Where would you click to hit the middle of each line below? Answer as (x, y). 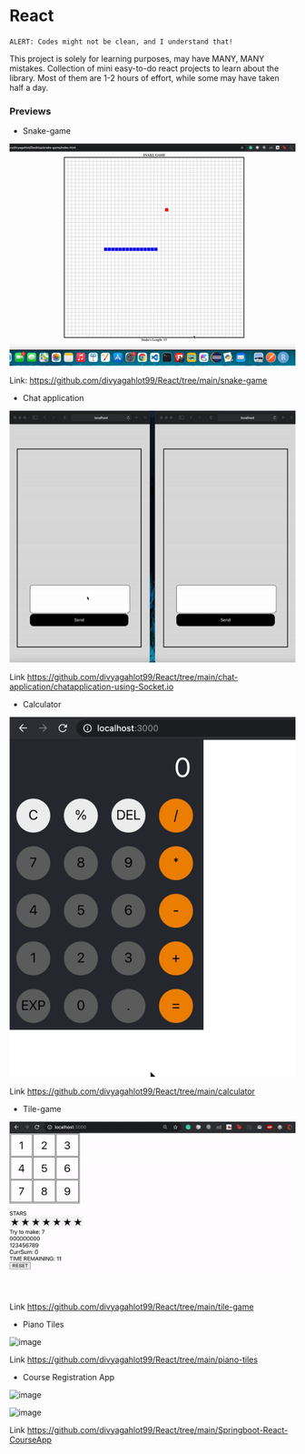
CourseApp (31, 1439)
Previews (30, 111)
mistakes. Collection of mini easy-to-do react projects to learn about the (144, 68)
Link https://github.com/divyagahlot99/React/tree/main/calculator (133, 1091)
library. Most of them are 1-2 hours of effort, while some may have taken (144, 77)
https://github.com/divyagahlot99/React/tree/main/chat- (133, 677)
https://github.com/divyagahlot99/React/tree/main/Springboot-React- (157, 1429)
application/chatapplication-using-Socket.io (92, 687)
